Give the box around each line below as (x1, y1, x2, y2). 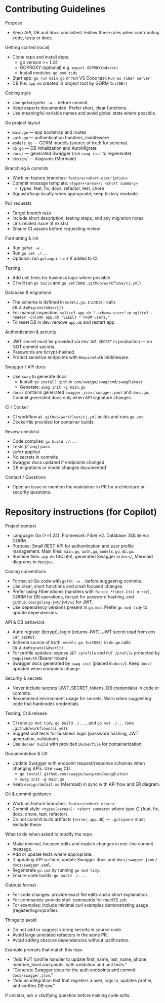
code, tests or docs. (12, 35, 53, 41)
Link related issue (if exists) (12, 220, 68, 226)
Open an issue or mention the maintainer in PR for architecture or (12, 483, 145, 489)
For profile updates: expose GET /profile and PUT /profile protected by (12, 649, 160, 655)
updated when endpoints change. (12, 665, 81, 671)
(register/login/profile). (12, 907, 59, 913)
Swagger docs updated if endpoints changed (12, 459, 105, 465)
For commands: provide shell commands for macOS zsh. (12, 896, 128, 903)
